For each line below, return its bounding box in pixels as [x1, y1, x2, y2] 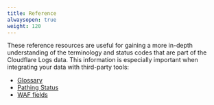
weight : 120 [7, 22, 41, 29]
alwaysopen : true [7, 16, 57, 23]
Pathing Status [16, 83, 59, 92]
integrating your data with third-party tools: [7, 63, 129, 72]
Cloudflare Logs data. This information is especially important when [7, 56, 199, 64]
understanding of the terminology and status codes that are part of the [7, 48, 207, 57]
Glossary [16, 76, 43, 85]
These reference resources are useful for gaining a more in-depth [7, 42, 193, 50]
